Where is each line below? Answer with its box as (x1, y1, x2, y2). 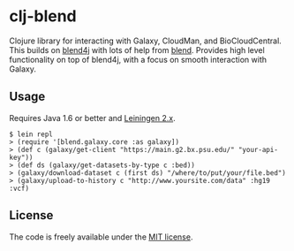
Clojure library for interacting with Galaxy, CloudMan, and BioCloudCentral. (9, 35, 283, 46)
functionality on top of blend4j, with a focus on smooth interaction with (9, 54, 268, 65)
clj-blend (9, 6, 77, 27)
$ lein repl (9, 130, 53, 139)
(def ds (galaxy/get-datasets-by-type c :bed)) (17, 161, 196, 170)
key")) (9, 153, 34, 162)
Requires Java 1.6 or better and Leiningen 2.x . (9, 112, 176, 123)
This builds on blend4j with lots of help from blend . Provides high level (9, 44, 265, 55)
